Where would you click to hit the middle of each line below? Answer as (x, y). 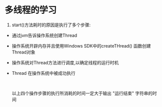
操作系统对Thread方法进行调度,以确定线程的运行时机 (65, 62)
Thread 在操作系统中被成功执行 (43, 73)
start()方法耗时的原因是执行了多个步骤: (51, 25)
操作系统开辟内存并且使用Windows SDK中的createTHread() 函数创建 (81, 46)
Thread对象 (23, 52)
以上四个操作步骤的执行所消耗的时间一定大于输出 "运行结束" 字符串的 (82, 93)
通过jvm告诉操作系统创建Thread (44, 35)
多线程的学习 (31, 10)
